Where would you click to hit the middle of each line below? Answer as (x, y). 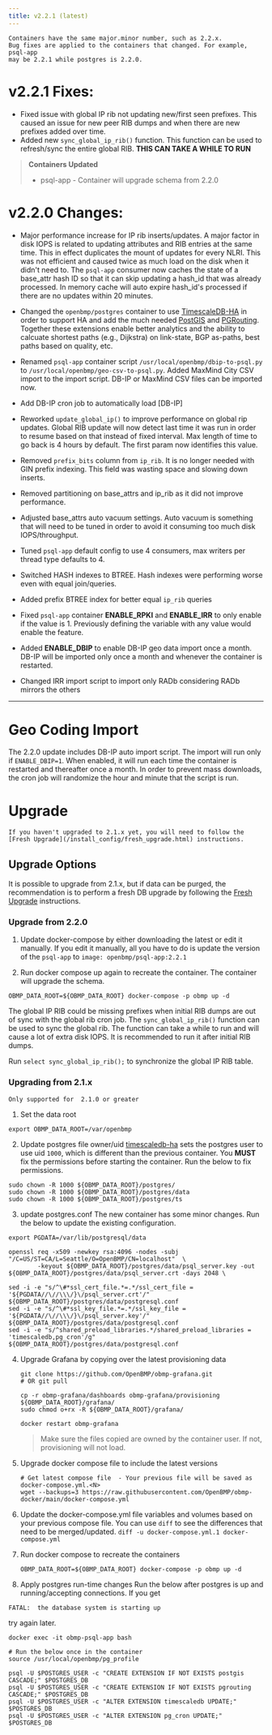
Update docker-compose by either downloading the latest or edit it (131, 940)
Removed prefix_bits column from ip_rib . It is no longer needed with (137, 460)
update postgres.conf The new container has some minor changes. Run (140, 1214)
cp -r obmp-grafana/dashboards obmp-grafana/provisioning (120, 1395)
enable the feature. (52, 632)
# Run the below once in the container (76, 1651)
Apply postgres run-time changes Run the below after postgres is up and (142, 1584)
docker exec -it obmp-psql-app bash (70, 1638)
